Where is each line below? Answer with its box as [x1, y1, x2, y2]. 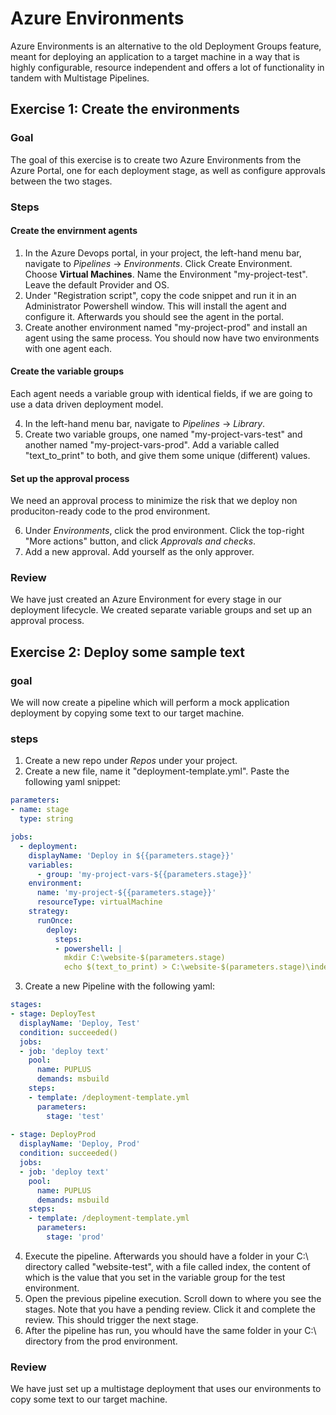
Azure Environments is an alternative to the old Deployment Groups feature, [10, 40, 322, 52]
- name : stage [10, 805, 70, 815]
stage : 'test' [46, 1111, 105, 1121]
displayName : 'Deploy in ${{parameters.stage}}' [28, 850, 235, 861]
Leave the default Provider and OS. [24, 278, 170, 291]
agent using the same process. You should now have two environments [24, 332, 320, 344]
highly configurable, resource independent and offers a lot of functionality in [10, 61, 325, 73]
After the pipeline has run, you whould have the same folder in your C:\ [24, 1324, 317, 1336]
